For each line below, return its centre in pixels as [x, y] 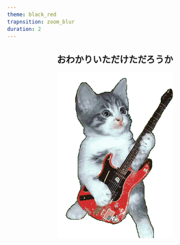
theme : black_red [32, 14]
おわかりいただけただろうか [115, 59]
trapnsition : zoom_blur [41, 22]
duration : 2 [24, 29]
